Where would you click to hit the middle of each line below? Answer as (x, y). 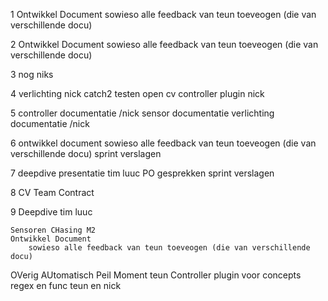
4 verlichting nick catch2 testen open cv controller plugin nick (137, 93)
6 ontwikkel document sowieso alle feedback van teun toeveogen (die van (163, 143)
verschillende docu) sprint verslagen (86, 153)
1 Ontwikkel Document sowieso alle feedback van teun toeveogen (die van (163, 14)
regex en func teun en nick (66, 285)
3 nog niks (32, 74)
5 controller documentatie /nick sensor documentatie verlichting (142, 113)
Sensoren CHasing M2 (53, 230)
